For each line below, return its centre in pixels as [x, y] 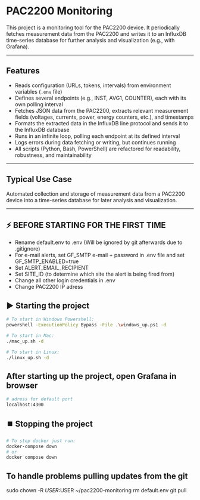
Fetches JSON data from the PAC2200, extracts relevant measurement [101, 110]
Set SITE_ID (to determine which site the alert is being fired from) [94, 274]
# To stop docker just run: [41, 441]
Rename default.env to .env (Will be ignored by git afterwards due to [99, 242]
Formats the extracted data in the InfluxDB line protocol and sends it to [101, 123]
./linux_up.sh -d [28, 357]
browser [22, 385]
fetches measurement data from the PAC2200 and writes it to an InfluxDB [96, 33]
